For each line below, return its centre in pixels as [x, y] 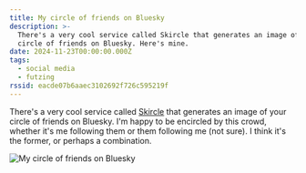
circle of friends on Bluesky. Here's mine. [103, 43]
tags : [20, 60]
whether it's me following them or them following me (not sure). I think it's [148, 131]
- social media [46, 69]
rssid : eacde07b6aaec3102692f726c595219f [89, 86]
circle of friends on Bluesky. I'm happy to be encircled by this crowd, [138, 121]
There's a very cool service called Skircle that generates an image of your [148, 111]
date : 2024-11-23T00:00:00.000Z [71, 52]
